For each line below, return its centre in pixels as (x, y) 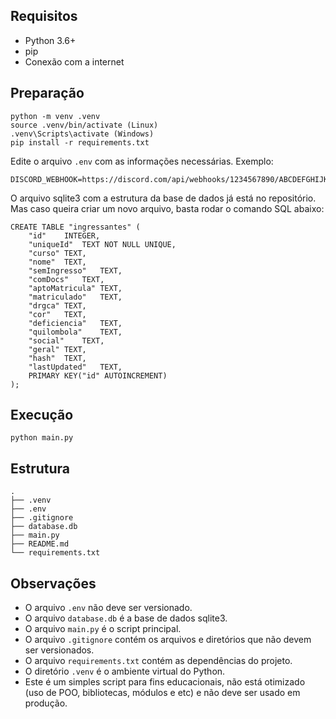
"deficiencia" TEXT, (75, 323)
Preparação (47, 93)
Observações (53, 583)
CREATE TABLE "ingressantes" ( (75, 227)
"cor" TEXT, (57, 314)
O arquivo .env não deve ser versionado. (108, 608)
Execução (42, 415)
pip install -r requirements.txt (80, 142)
